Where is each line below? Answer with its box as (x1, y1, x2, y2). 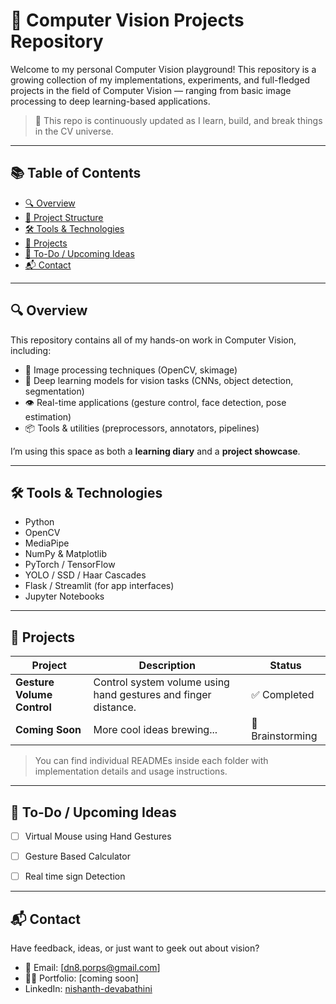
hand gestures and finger (93, 688, 212, 702)
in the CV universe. (34, 125, 114, 137)
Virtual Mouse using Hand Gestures (24, 830, 172, 842)
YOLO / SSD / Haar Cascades (24, 569, 147, 581)
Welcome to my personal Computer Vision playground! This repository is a (10, 63, 317, 75)
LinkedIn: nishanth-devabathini (24, 983, 153, 994)
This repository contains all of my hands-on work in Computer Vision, (10, 334, 297, 346)
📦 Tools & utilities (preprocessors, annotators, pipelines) (24, 422, 260, 434)
